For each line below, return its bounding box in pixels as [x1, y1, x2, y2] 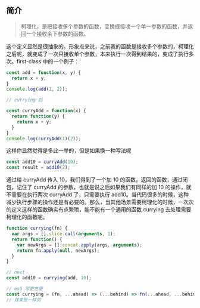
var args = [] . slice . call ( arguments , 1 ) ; [11, 231, 116, 237]
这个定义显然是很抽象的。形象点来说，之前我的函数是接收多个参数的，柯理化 [6, 42, 194, 50]
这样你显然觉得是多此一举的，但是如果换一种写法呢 [6, 147, 132, 154]
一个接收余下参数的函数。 [26, 30, 89, 37]
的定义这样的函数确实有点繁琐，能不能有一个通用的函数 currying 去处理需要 [6, 206, 192, 213]
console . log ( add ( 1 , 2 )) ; [6, 86, 68, 93]
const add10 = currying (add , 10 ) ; [6, 275, 92, 281]
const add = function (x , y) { [6, 69, 82, 76]
